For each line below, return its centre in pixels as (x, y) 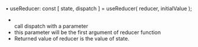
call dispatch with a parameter (51, 26)
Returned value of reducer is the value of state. (72, 38)
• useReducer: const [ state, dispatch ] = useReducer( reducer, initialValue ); (99, 9)
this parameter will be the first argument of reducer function (87, 32)
